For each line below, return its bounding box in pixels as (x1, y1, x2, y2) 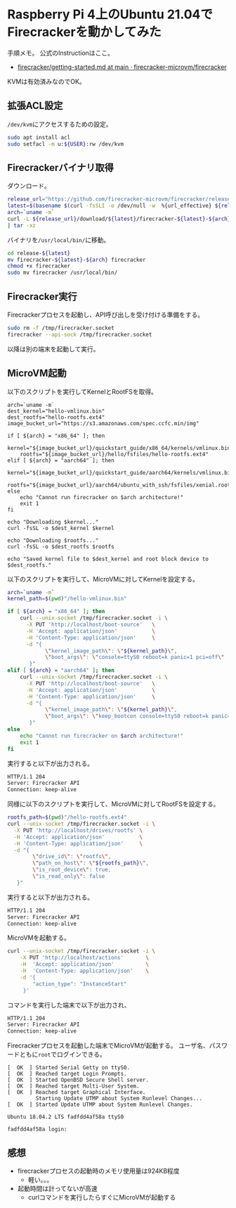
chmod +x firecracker (7, 263, 71, 270)
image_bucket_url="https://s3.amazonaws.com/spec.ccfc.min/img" (7, 420, 199, 427)
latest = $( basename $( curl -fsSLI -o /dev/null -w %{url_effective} (7, 202, 212, 210)
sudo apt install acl (7, 134, 71, 141)
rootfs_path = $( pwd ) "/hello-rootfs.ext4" (7, 814, 128, 821)
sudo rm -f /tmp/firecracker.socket (7, 325, 114, 332)
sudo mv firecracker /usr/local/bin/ (7, 269, 118, 277)
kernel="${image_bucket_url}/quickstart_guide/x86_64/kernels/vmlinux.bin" (7, 444, 234, 451)
